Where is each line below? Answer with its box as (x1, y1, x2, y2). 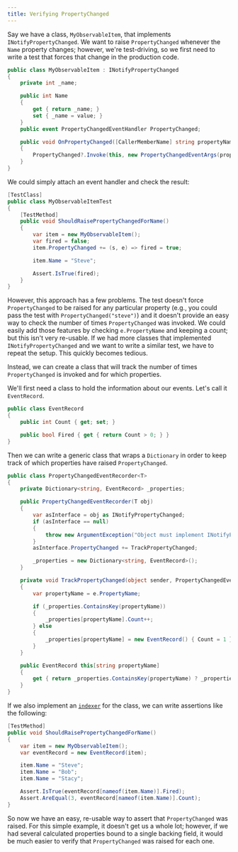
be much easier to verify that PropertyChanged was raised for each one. (7, 836, 215, 845)
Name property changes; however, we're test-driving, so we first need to (7, 45, 216, 53)
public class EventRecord (7, 405, 84, 412)
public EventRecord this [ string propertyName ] (20, 662, 160, 669)
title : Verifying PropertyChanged (7, 10, 110, 18)
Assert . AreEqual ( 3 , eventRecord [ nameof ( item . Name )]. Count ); (20, 794, 201, 802)
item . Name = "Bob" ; (20, 769, 78, 776)
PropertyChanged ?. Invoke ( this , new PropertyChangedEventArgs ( (33, 151, 220, 159)
